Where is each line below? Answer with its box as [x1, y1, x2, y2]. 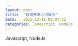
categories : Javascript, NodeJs [5, 21, 73, 27]
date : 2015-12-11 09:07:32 [5, 17, 66, 22]
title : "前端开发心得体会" [5, 12, 58, 17]
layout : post [5, 7, 33, 13]
